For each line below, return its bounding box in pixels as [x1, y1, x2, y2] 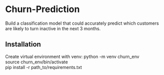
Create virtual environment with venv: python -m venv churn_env [5, 53, 139, 59]
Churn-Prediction [5, 4, 80, 15]
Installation [5, 40, 41, 49]
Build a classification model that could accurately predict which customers [5, 20, 159, 26]
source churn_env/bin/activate [5, 59, 68, 65]
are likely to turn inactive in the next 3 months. [5, 25, 101, 31]
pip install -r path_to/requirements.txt [5, 64, 82, 70]
